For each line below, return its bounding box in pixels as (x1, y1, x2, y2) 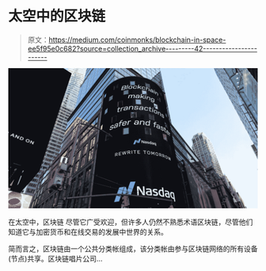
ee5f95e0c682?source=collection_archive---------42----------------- (27, 44, 257, 53)
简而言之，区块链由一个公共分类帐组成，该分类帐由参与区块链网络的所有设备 (8, 244, 258, 254)
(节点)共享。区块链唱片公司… (8, 254, 103, 264)
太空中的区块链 (8, 7, 106, 25)
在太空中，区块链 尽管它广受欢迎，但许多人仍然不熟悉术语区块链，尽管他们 (8, 217, 253, 227)
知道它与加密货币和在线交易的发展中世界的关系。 (8, 227, 168, 237)
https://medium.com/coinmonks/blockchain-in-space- (48, 35, 226, 44)
